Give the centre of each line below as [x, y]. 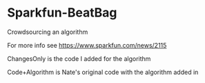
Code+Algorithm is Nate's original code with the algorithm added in [103, 72]
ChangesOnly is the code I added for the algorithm [79, 58]
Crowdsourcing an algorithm [48, 32]
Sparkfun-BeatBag [62, 13]
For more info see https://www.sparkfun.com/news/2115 [87, 45]
